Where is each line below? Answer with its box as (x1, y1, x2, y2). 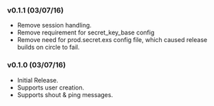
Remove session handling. (17, 21, 92, 30)
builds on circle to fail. (17, 43, 81, 52)
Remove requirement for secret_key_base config (17, 28, 155, 36)
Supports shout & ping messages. (17, 90, 114, 98)
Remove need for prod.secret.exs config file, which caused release (17, 36, 208, 44)
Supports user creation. (17, 83, 85, 92)
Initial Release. (17, 76, 58, 84)
